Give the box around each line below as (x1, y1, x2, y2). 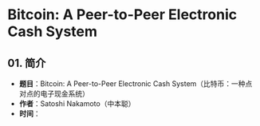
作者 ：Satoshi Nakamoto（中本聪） (18, 99, 136, 108)
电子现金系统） (40, 89, 89, 98)
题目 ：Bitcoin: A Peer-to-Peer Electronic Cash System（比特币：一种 (18, 79, 246, 89)
